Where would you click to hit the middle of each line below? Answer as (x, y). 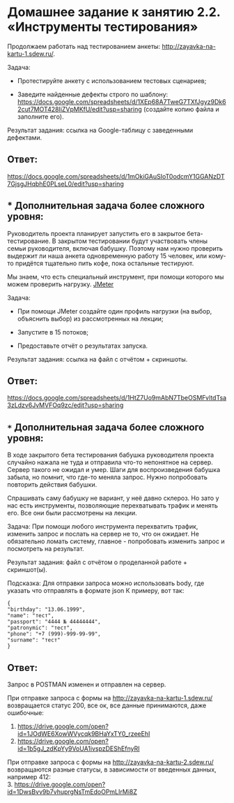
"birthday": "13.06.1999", (46, 610)
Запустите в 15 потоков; (53, 332)
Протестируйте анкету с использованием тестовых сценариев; (112, 80)
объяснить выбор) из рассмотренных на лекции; (90, 318)
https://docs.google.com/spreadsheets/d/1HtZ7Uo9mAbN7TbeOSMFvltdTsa (117, 398)
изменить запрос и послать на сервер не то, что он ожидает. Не (103, 534)
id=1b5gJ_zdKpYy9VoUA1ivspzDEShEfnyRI (78, 749)
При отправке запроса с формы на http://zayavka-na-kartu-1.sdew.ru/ (110, 698)
